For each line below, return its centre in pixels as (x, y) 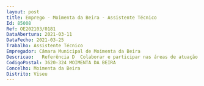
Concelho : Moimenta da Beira (43, 68)
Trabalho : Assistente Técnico (45, 46)
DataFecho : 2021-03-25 (35, 40)
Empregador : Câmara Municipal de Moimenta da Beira (73, 51)
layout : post (23, 12)
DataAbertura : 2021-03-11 (39, 35)
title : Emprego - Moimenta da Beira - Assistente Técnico (82, 18)
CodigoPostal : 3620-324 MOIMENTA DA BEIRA (61, 62)
